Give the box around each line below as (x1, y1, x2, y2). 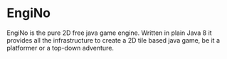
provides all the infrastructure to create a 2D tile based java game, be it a (6, 36, 220, 44)
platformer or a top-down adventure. (6, 43, 115, 52)
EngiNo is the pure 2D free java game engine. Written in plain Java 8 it (6, 28, 212, 37)
